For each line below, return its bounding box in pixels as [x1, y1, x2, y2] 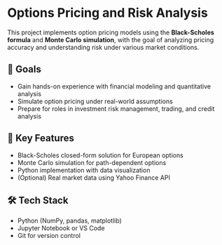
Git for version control [17, 232, 81, 240]
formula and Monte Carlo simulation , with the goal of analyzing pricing [7, 35, 214, 44]
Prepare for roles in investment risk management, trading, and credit [17, 104, 215, 113]
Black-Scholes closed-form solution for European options [17, 151, 183, 159]
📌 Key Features [7, 132, 75, 145]
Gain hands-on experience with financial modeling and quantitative [17, 82, 211, 91]
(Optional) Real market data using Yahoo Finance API [17, 173, 170, 182]
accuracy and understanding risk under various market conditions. [7, 43, 200, 51]
